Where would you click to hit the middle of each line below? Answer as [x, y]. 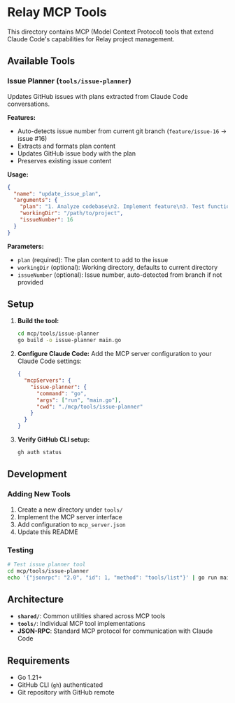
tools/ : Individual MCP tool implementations [81, 624]
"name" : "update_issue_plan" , [57, 193]
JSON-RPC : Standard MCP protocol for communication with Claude [115, 631]
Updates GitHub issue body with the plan [77, 153]
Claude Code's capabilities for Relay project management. [91, 39]
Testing [20, 550]
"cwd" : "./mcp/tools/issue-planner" [90, 407]
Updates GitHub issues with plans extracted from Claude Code [98, 96]
